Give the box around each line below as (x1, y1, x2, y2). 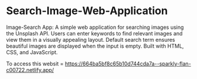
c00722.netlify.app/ (6, 66, 54, 73)
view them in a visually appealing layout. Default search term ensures (6, 36, 176, 43)
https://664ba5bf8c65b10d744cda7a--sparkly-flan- (64, 60, 191, 67)
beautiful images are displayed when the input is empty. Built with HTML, (6, 42, 185, 50)
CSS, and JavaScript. (6, 48, 58, 55)
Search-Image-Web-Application (6, 4, 168, 18)
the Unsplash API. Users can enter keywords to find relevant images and (6, 29, 183, 37)
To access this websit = (6, 60, 64, 67)
